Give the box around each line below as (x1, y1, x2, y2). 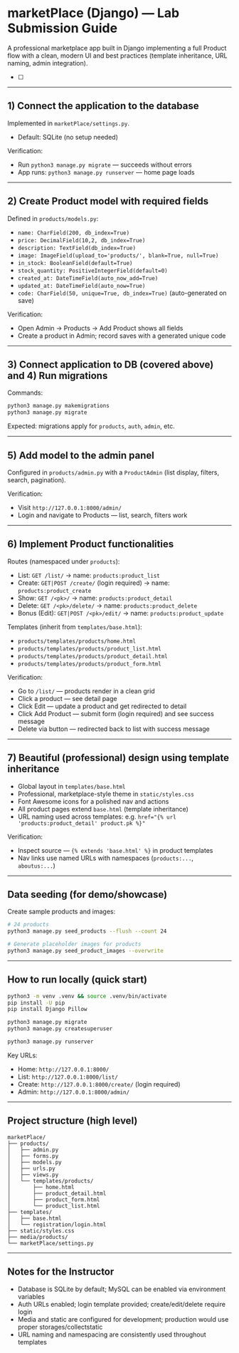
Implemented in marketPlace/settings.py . (7, 119, 130, 128)
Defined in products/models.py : (7, 214, 99, 222)
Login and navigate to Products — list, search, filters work (17, 511, 188, 519)
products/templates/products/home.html (17, 638, 137, 645)
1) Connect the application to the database (7, 100, 199, 112)
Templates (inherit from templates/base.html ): (7, 622, 142, 631)
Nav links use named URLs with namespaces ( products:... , (17, 854, 194, 862)
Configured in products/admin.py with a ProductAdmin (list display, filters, (7, 468, 220, 477)
